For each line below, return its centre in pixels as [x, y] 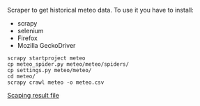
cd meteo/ [22, 76]
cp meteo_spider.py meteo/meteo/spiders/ [68, 64]
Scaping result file [33, 95]
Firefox [28, 38]
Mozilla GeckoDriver [46, 45]
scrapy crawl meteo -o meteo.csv [56, 82]
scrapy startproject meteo [46, 58]
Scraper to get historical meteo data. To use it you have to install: [100, 10]
